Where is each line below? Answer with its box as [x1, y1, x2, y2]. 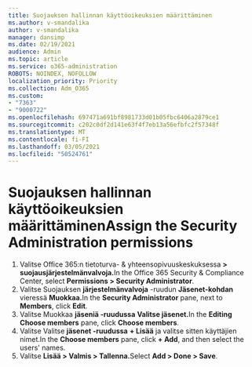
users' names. [19, 343, 66, 353]
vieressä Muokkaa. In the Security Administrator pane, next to [19, 293, 223, 303]
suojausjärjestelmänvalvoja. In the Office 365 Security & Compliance [19, 268, 245, 278]
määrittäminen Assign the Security [8, 217, 238, 235]
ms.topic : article [8, 56, 68, 64]
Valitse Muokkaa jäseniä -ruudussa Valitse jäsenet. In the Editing [19, 310, 233, 319]
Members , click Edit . [19, 301, 88, 311]
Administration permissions [8, 234, 194, 252]
